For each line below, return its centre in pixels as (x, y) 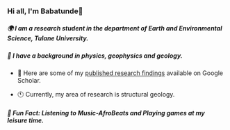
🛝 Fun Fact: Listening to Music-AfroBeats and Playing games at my (106, 113)
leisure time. (25, 120)
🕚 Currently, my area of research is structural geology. (96, 95)
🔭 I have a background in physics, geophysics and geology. (95, 56)
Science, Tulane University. (48, 38)
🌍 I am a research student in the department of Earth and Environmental (115, 28)
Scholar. (29, 81)
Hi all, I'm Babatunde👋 (45, 11)
